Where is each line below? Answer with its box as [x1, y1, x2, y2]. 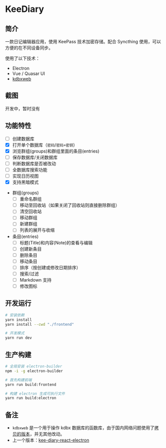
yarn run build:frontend [5, 382, 56, 387]
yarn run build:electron [5, 396, 56, 401]
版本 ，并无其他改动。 [21, 431, 65, 437]
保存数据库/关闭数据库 [12, 154, 58, 160]
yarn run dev [5, 335, 32, 341]
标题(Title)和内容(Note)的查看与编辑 [19, 239, 93, 245]
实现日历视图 [12, 173, 39, 179]
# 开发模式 [5, 331, 25, 336]
